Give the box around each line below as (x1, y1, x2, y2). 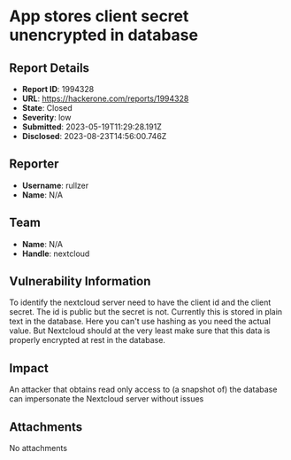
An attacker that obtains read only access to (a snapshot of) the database (9, 384, 278, 395)
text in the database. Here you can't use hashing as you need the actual (9, 316, 272, 327)
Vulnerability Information (9, 274, 151, 289)
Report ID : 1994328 (21, 84, 95, 94)
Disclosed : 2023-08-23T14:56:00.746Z (21, 131, 167, 141)
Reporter (9, 157, 59, 172)
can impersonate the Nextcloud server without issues (9, 394, 204, 404)
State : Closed (21, 103, 73, 113)
